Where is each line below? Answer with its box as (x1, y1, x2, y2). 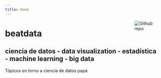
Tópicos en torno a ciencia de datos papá (5, 67, 88, 73)
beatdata (5, 28, 42, 39)
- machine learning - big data (5, 55, 94, 63)
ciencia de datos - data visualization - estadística (5, 47, 157, 56)
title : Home (5, 7, 29, 12)
